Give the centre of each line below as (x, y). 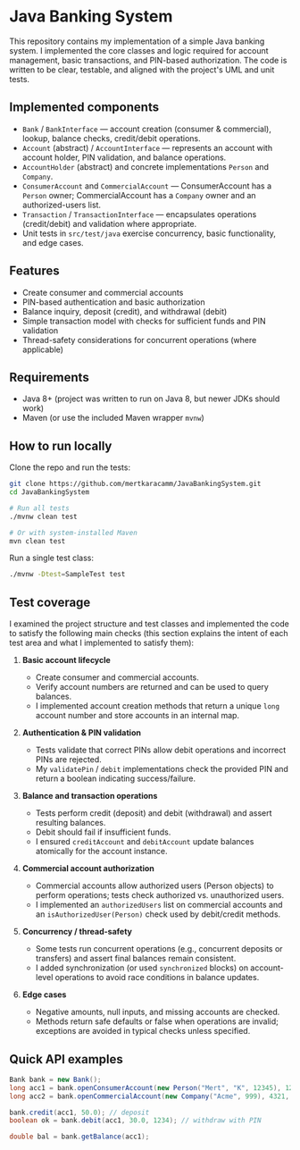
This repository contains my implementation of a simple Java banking (137, 41)
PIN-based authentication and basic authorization (113, 302)
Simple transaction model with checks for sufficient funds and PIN (144, 321)
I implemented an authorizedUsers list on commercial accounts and (159, 905)
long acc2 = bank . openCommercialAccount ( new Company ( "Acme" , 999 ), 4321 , (150, 1096)
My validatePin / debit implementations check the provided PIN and (162, 769)
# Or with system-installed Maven (74, 533)
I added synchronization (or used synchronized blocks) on (142, 968)
